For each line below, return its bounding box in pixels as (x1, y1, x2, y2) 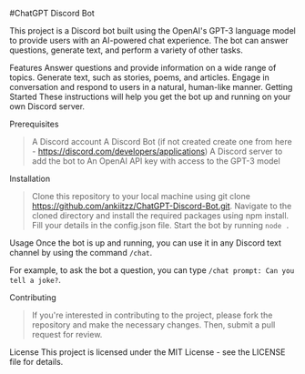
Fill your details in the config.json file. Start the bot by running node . (31, 220, 290, 230)
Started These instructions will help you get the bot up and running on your (9, 91, 291, 102)
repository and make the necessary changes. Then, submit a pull (31, 319, 276, 330)
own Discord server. (9, 101, 85, 112)
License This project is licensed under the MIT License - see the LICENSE (9, 347, 286, 358)
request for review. (31, 329, 103, 339)
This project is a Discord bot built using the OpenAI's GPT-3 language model (9, 25, 296, 35)
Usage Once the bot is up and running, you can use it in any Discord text (9, 238, 282, 248)
